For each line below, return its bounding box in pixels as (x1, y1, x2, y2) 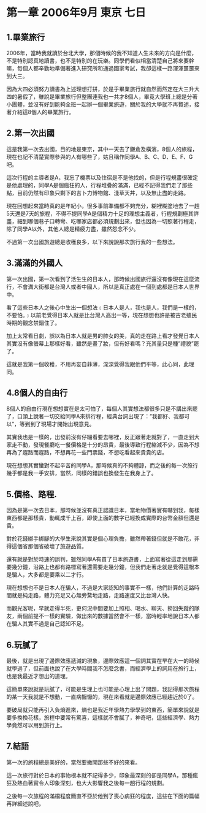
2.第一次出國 (6, 128, 55, 139)
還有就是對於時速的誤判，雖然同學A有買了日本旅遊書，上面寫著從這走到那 (6, 555, 193, 563)
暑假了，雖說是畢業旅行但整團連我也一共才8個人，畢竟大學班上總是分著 (17, 93, 198, 100)
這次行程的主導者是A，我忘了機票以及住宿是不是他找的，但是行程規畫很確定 (6, 174, 198, 181)
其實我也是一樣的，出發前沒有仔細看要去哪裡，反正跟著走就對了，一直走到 (6, 433, 194, 441)
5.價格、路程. (6, 489, 57, 500)
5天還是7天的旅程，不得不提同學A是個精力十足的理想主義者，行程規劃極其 (6, 210, 194, 217)
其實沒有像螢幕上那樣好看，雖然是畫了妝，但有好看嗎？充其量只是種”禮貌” (6, 340, 194, 347)
